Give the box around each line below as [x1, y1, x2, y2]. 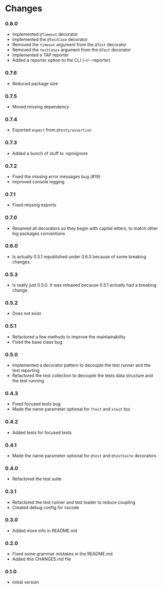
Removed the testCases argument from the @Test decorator [12, 47, 131, 53]
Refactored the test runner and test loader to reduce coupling [12, 499, 135, 505]
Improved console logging [12, 178, 65, 184]
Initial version [12, 579, 39, 585]
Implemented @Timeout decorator [12, 31, 78, 37]
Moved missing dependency [12, 104, 69, 110]
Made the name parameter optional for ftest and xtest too [12, 406, 130, 412]
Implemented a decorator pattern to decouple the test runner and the [12, 362, 151, 368]
